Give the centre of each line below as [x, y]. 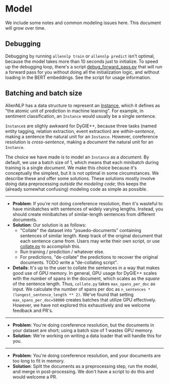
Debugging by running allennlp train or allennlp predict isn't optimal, [80, 56]
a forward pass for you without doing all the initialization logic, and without [82, 72]
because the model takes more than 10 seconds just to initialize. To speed [82, 61]
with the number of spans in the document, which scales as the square [86, 278]
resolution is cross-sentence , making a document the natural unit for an [79, 142]
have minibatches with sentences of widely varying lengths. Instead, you [88, 209]
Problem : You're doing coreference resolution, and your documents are [87, 355]
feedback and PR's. [33, 311]
